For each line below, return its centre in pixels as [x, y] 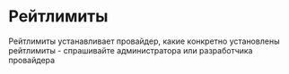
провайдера [32, 60]
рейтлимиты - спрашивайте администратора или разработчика [131, 50]
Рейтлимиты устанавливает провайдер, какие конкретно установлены [144, 41]
